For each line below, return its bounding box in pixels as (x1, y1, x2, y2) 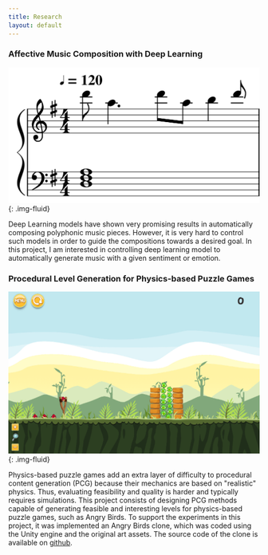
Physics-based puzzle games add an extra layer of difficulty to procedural (8, 470, 253, 479)
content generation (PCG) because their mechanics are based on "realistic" (8, 478, 257, 488)
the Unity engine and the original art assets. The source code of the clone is (8, 529, 258, 538)
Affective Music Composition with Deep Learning (8, 49, 203, 60)
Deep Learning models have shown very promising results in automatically (8, 219, 254, 229)
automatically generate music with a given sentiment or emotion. (8, 253, 221, 262)
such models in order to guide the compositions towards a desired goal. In (8, 236, 253, 246)
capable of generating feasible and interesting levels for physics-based (8, 503, 243, 514)
